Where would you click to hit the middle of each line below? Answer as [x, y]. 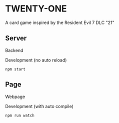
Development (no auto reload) [36, 60]
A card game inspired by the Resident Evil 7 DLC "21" [60, 22]
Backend [14, 50]
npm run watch [20, 115]
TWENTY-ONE [36, 9]
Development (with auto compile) [39, 106]
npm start [15, 69]
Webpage [15, 96]
